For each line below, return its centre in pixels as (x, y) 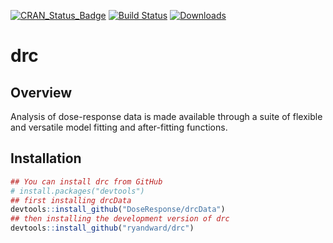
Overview (41, 92)
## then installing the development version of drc (120, 219)
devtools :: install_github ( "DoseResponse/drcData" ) (118, 210)
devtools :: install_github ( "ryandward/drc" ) (102, 228)
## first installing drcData (71, 200)
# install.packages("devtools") (77, 191)
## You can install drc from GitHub (86, 181)
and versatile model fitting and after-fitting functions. (119, 127)
